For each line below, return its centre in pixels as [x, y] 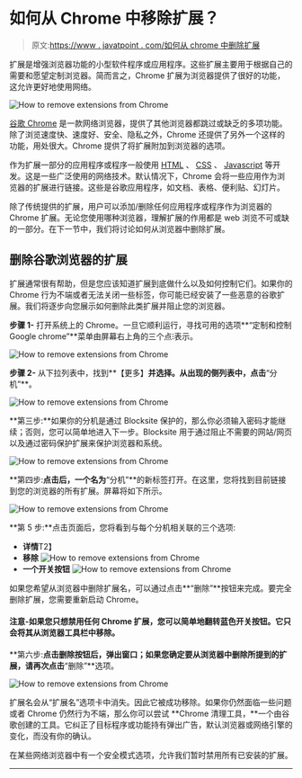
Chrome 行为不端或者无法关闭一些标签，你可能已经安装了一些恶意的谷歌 [143, 294]
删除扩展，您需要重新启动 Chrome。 [76, 599]
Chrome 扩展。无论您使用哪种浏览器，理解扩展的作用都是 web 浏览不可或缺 [150, 218]
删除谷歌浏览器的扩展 [68, 260]
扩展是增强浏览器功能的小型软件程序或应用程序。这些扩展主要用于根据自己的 [151, 64]
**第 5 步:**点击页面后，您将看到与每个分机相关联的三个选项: [123, 527]
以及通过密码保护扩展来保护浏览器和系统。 [88, 443]
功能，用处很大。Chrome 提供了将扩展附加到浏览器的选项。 [120, 146]
